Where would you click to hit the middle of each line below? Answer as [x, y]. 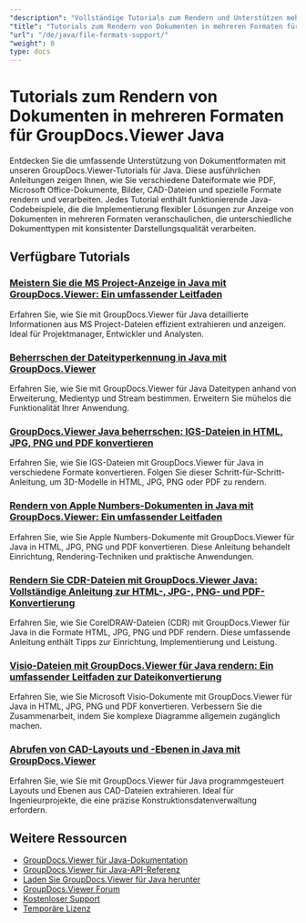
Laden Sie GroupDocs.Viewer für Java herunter [112, 879]
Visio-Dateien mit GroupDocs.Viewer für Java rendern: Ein [142, 665]
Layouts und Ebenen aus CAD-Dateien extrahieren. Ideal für [122, 790]
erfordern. [29, 810]
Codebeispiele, [38, 210]
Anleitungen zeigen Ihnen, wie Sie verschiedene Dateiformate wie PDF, [143, 180]
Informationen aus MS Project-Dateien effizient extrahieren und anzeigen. [148, 323]
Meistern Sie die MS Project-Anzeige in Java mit [118, 283]
